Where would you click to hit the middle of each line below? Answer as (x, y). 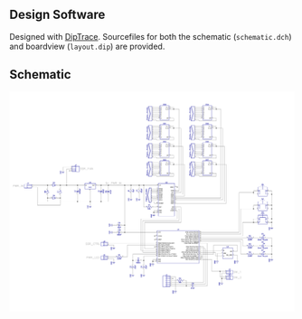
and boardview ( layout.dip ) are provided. (87, 46)
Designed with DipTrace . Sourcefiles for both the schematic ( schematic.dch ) (151, 36)
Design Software (57, 15)
